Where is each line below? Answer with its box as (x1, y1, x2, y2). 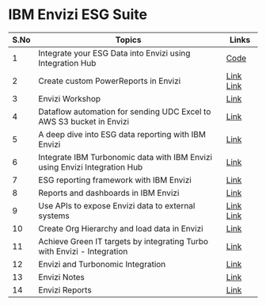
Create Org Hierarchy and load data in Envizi (38, 223, 203, 234)
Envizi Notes (38, 271, 85, 282)
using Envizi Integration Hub (38, 161, 143, 172)
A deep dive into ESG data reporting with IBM (38, 128, 207, 140)
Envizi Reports (38, 284, 93, 295)
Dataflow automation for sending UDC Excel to (38, 105, 211, 117)
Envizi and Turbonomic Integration (38, 258, 166, 270)
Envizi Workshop (38, 93, 101, 104)
